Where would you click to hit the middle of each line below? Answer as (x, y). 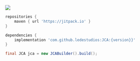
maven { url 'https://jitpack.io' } (53, 21)
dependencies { (21, 35)
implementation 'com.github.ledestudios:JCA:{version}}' (75, 40)
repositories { (21, 17)
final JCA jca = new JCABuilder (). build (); (51, 54)
